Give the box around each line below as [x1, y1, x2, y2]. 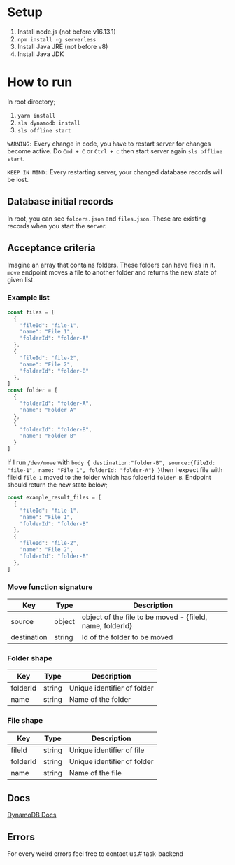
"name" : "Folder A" [20, 406, 77, 413]
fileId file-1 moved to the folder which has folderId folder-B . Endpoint [7, 473, 211, 482]
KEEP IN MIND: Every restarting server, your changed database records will [7, 167, 222, 176]
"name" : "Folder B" [20, 432, 77, 440]
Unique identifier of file [69, 745, 145, 755]
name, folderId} [81, 621, 133, 630]
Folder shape [7, 653, 53, 663]
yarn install [17, 112, 56, 119]
